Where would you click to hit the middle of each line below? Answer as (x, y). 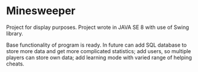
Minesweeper (41, 11)
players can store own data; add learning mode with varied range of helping (99, 57)
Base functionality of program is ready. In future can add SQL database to (97, 45)
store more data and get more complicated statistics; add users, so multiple (99, 51)
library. (15, 33)
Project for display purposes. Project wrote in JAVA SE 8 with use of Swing (98, 27)
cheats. (15, 64)
